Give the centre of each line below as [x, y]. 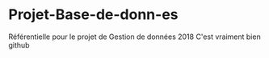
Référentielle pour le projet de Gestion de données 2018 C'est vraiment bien [134, 37]
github [19, 44]
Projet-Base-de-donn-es [93, 15]
